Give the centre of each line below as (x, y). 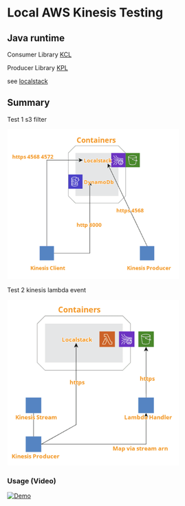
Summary (29, 103)
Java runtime (36, 38)
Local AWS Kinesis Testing (85, 13)
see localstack (28, 81)
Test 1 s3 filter (27, 119)
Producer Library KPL (38, 68)
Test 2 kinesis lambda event (47, 289)
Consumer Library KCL (40, 54)
